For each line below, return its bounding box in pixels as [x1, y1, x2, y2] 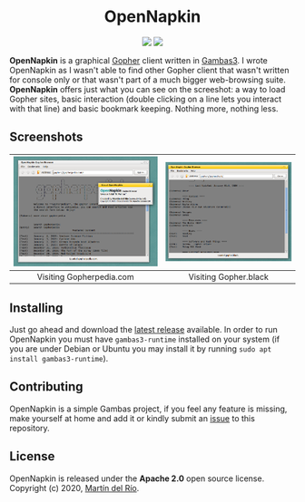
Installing [9, 300, 64, 315]
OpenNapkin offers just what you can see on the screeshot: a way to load [9, 83, 286, 94]
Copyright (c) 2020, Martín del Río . [9, 482, 140, 493]
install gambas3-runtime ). [9, 352, 109, 363]
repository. [9, 422, 50, 433]
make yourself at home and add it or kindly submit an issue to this [9, 412, 256, 423]
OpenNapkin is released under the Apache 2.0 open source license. [9, 473, 265, 484]
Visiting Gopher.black [188, 271, 270, 282]
